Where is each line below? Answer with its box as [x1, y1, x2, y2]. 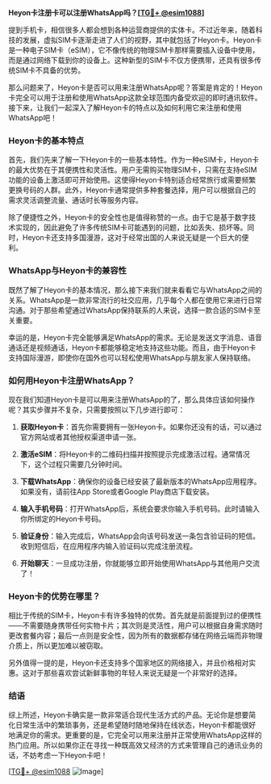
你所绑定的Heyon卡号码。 [19, 513, 106, 524]
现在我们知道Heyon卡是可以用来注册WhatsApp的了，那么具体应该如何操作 [8, 394, 256, 404]
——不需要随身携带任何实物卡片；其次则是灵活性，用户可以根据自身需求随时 [8, 621, 263, 630]
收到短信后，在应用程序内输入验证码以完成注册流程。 [19, 541, 198, 550]
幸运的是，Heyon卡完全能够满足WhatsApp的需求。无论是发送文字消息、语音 [8, 332, 263, 342]
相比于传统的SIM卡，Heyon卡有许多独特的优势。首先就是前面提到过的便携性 [8, 610, 262, 621]
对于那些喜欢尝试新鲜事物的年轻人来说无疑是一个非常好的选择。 [29, 668, 242, 678]
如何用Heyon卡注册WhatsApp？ [8, 375, 135, 386]
